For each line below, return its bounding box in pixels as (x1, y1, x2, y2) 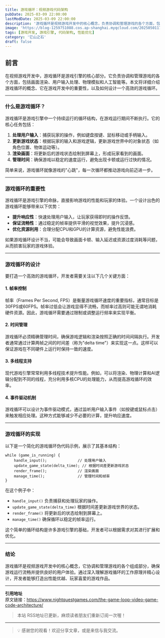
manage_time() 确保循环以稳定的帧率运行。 (12, 516, 98, 522)
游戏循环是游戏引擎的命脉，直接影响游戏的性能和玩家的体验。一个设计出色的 (5, 198, 160, 203)
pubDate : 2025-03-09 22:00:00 (5, 12, 67, 17)
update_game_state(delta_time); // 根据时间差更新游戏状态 (14, 463, 129, 468)
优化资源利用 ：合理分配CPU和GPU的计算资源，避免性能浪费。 (12, 226, 138, 232)
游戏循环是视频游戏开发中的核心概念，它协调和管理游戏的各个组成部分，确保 (5, 563, 160, 569)
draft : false (5, 39, 32, 44)
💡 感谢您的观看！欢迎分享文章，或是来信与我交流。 (17, 627, 121, 633)
